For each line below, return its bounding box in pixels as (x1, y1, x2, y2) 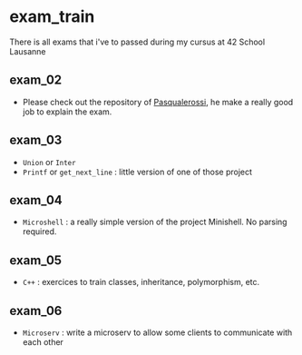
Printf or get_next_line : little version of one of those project (22, 166, 252, 177)
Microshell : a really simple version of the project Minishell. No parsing (22, 216, 287, 228)
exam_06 (9, 302, 63, 319)
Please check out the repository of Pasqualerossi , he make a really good (22, 96, 294, 107)
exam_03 (9, 133, 63, 148)
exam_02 (9, 73, 63, 88)
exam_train (9, 6, 95, 27)
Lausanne (9, 45, 47, 56)
